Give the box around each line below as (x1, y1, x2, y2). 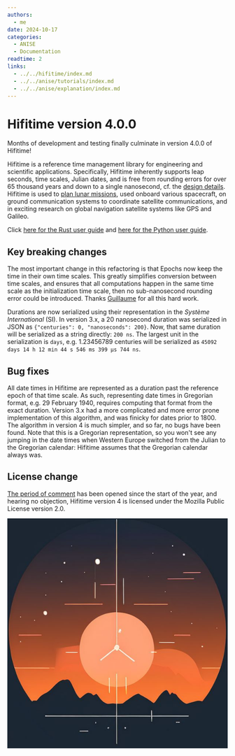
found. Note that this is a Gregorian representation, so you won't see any (7, 428, 217, 436)
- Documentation (13, 48, 61, 55)
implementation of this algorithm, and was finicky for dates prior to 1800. (7, 413, 217, 422)
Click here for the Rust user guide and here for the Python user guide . (7, 226, 208, 234)
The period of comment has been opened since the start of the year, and (7, 490, 218, 498)
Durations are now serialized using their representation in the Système (7, 308, 210, 316)
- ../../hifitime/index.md (13, 70, 92, 77)
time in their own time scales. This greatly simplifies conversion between (7, 272, 217, 280)
